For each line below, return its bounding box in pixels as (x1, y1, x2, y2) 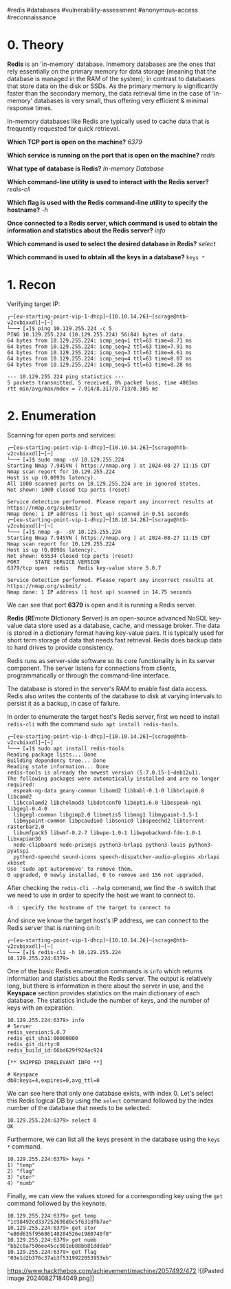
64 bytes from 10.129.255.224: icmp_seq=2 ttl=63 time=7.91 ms (7, 343, 192, 350)
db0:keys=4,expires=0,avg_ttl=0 (7, 1076, 100, 1084)
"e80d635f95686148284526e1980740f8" (7, 1231, 112, 1237)
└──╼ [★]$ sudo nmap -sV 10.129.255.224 (7, 456, 125, 463)
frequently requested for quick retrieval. (7, 124, 120, 133)
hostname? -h (7, 206, 48, 214)
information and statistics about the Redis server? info (7, 226, 166, 235)
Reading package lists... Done (7, 751, 97, 758)
